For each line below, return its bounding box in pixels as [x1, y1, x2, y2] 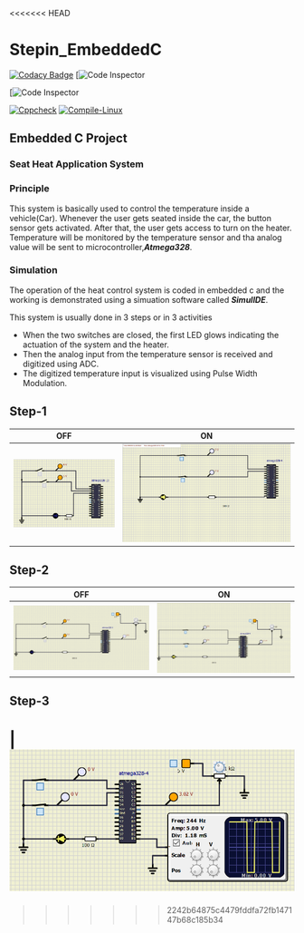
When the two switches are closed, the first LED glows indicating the [22, 329, 280, 340]
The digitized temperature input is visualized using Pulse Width [22, 367, 258, 379]
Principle [9, 182, 50, 195]
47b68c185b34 [166, 915, 223, 926]
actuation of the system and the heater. [22, 339, 169, 350]
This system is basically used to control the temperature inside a [9, 203, 250, 214]
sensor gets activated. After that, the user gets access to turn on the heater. [9, 222, 292, 233]
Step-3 [9, 694, 50, 709]
